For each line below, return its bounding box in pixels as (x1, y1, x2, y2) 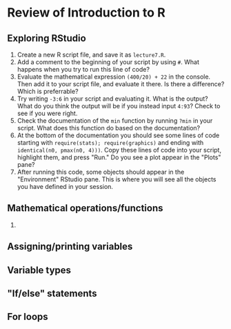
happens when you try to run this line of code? (17, 66, 150, 73)
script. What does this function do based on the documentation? (17, 124, 201, 132)
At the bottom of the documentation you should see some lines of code (17, 131, 220, 139)
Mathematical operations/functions (7, 202, 163, 215)
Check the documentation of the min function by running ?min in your (17, 117, 213, 125)
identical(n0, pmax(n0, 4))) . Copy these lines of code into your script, (17, 146, 222, 154)
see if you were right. (17, 109, 78, 117)
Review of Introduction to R (7, 5, 165, 21)
